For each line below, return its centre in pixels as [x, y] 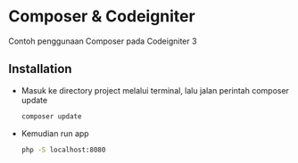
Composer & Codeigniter [102, 16]
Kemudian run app [55, 133]
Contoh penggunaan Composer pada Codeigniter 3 [103, 41]
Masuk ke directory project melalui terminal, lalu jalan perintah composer [155, 90]
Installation [40, 69]
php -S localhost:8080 [63, 150]
